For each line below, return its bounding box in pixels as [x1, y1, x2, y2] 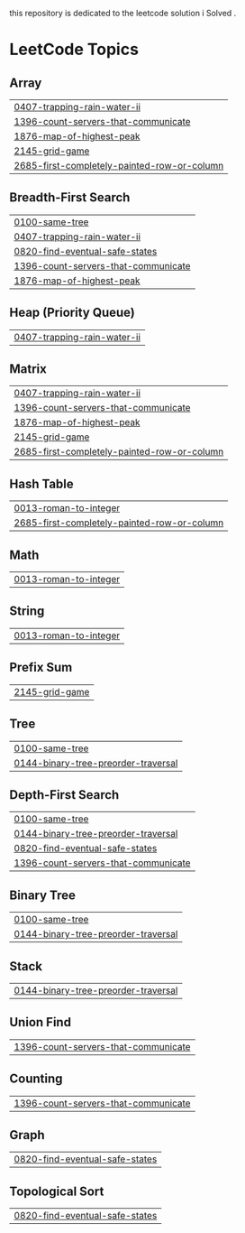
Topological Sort [9, 1183, 104, 1199]
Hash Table [9, 476, 74, 491]
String [9, 604, 45, 619]
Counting [9, 1071, 63, 1087]
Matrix [9, 361, 47, 377]
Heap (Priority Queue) [9, 305, 135, 320]
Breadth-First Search [9, 190, 131, 206]
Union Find [9, 1015, 72, 1030]
